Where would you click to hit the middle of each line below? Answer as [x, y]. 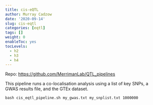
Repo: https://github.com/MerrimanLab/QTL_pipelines [60, 74]
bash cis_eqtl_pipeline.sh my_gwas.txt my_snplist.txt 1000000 [72, 98]
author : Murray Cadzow [28, 14]
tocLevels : [16, 46]
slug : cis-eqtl [21, 23]
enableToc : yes [21, 42]
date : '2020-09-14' [25, 19]
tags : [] [14, 33]
